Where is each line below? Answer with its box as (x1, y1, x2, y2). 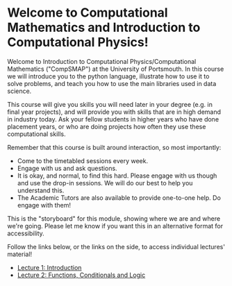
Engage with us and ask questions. (17, 164, 117, 172)
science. (7, 87, 32, 95)
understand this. (17, 186, 65, 194)
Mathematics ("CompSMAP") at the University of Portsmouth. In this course (7, 65, 224, 73)
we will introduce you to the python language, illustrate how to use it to (7, 71, 210, 81)
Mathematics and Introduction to (7, 19, 201, 35)
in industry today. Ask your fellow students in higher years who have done (7, 115, 219, 123)
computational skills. (7, 130, 66, 138)
